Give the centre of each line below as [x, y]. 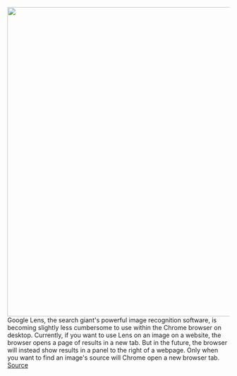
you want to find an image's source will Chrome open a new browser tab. [114, 358]
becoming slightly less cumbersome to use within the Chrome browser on [115, 328]
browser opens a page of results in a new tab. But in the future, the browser [117, 342]
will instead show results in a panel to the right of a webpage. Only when [113, 350]
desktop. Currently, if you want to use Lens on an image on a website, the [114, 335]
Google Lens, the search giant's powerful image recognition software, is [112, 320]
